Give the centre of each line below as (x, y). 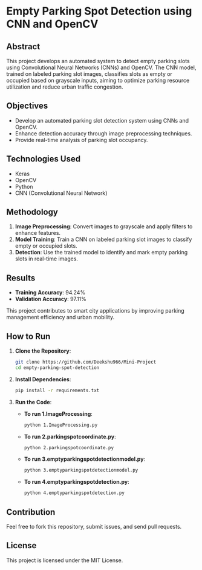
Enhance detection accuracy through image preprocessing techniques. (103, 133)
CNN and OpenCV (52, 24)
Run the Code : (33, 402)
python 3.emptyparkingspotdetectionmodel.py (81, 470)
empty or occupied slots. (46, 246)
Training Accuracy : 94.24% (50, 293)
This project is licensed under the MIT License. (65, 560)
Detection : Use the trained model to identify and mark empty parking (101, 253)
